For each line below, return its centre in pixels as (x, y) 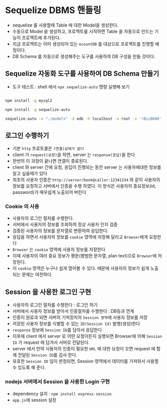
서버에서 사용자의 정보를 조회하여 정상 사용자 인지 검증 (65, 225)
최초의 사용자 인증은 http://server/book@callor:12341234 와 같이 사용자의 (86, 180)
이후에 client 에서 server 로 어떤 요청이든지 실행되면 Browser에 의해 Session (87, 336)
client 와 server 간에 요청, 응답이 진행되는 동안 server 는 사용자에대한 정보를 (87, 167)
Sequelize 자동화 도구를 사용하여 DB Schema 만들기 (82, 74)
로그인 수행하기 (27, 135)
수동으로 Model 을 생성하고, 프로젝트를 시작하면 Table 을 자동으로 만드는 (83, 31)
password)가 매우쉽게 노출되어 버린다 (49, 192)
